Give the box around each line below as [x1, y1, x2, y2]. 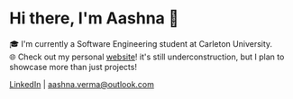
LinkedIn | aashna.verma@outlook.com [9, 78, 155, 89]
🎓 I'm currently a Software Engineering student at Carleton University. [9, 38, 273, 49]
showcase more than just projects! [9, 61, 138, 72]
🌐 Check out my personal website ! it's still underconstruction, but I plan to [9, 51, 285, 62]
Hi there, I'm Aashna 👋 [9, 8, 179, 29]
